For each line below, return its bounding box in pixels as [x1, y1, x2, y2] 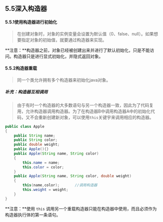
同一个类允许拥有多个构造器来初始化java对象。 [17, 77, 111, 83]
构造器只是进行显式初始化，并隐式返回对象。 [13, 53, 103, 59]
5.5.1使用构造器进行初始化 [5, 19, 57, 25]
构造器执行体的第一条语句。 [5, 212, 61, 218]
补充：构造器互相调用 [5, 89, 48, 95]
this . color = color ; [22, 165, 64, 170]
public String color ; [14, 137, 57, 142]
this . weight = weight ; [22, 188, 69, 192]
